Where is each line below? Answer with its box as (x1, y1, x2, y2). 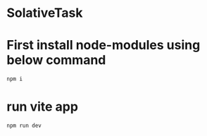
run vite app (6, 99, 79, 115)
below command (6, 52, 106, 68)
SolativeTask (6, 5, 83, 21)
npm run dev (6, 122, 42, 130)
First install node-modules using (6, 37, 201, 54)
